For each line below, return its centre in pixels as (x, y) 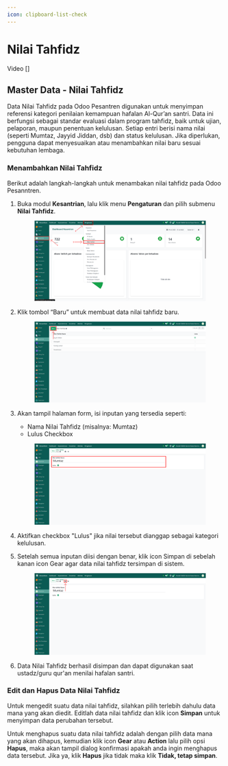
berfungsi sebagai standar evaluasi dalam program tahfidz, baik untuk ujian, (114, 121)
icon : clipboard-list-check (47, 14)
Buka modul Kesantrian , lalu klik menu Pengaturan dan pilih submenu (116, 203)
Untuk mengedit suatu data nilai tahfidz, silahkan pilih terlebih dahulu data (111, 706)
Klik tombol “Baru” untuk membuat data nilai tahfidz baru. (98, 312)
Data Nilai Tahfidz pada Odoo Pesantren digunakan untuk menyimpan (105, 106)
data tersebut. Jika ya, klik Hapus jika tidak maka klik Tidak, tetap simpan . (112, 755)
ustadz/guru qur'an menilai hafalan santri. (76, 673)
